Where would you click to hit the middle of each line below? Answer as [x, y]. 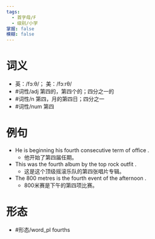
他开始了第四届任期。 [50, 157]
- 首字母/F [24, 18]
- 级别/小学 [25, 23]
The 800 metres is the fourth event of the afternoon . [81, 178]
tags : [13, 12]
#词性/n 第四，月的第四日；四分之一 [59, 99]
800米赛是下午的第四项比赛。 [61, 185]
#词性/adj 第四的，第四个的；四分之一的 [65, 92]
